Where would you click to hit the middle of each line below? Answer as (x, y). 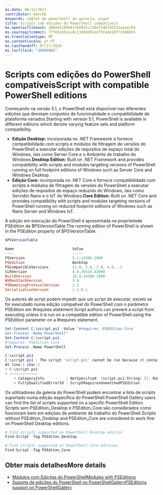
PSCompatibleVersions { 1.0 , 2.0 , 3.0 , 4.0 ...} (64, 267)
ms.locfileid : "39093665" (31, 50)
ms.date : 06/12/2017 (26, 10)
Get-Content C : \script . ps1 (32, 338)
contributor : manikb (26, 14)
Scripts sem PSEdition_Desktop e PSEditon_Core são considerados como (78, 408)
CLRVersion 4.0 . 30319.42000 (55, 272)
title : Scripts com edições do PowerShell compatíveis (62, 23)
